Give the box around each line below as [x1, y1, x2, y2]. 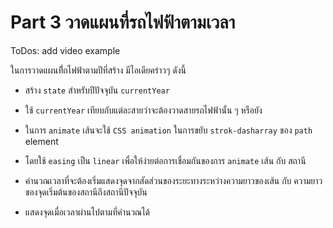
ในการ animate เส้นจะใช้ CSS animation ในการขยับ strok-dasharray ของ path [24, 124, 313, 136]
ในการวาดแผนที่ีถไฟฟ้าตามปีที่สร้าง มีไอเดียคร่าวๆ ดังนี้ [10, 64, 187, 76]
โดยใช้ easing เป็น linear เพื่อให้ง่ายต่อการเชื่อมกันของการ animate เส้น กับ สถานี [24, 154, 307, 166]
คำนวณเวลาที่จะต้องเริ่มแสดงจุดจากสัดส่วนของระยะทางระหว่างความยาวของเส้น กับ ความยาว [24, 174, 323, 186]
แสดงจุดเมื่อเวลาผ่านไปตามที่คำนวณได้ [24, 206, 151, 218]
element [24, 135, 59, 147]
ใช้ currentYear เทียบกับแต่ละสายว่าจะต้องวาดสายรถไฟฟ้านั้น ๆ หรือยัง [24, 104, 263, 116]
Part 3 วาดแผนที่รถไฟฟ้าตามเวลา [10, 11, 236, 34]
